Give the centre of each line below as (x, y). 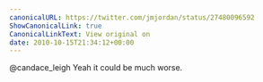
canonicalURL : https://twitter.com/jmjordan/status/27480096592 (132, 17)
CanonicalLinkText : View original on (80, 34)
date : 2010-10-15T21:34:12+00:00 (72, 42)
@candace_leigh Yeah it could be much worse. (96, 68)
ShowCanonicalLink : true (56, 26)
